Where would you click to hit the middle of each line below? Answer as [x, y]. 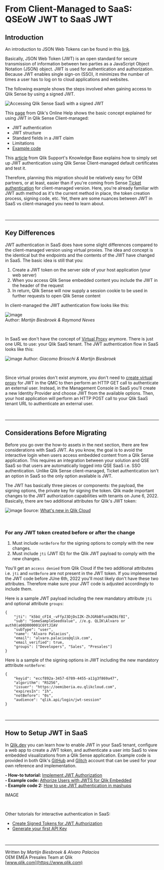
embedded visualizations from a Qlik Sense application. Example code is [78, 755]
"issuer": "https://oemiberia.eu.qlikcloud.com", [65, 687]
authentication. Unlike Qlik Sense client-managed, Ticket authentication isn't [82, 470]
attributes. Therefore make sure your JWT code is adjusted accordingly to [79, 584]
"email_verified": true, [39, 642]
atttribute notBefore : [25, 665]
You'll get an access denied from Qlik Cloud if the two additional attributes [79, 568]
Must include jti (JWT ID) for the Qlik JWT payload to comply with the [83, 553]
